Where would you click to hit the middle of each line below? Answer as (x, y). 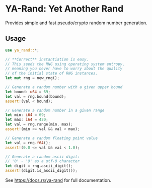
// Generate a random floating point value (52, 138)
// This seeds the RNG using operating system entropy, (65, 64)
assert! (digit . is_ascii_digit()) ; (42, 171)
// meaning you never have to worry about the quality (64, 69)
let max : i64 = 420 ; (27, 120)
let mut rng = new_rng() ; (32, 78)
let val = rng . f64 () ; (28, 143)
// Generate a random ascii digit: (43, 157)
